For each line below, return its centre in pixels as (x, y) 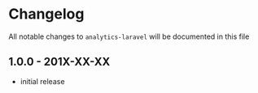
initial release (42, 81)
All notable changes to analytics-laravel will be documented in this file (129, 36)
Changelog (46, 14)
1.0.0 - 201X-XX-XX (59, 62)
